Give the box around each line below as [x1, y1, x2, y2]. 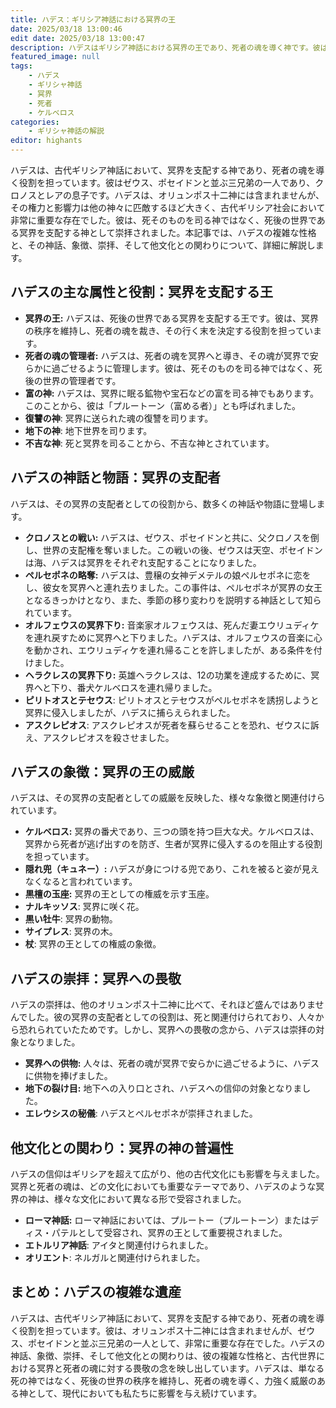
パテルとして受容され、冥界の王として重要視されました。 [51, 1227, 288, 1239]
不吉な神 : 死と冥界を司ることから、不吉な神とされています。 [24, 437, 275, 449]
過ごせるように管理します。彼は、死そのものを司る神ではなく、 [51, 362, 314, 374]
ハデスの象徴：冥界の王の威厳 [10, 764, 195, 781]
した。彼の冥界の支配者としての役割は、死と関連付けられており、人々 [27, 1011, 316, 1023]
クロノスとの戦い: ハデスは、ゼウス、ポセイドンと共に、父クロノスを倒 [24, 531, 320, 543]
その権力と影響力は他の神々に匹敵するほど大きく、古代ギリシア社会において [10, 202, 326, 213]
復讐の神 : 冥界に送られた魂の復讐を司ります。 [24, 412, 214, 424]
